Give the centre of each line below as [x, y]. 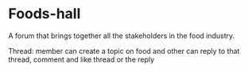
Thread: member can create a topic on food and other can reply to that [124, 51]
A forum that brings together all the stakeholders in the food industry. [122, 36]
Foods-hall [45, 14]
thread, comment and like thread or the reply [81, 59]
